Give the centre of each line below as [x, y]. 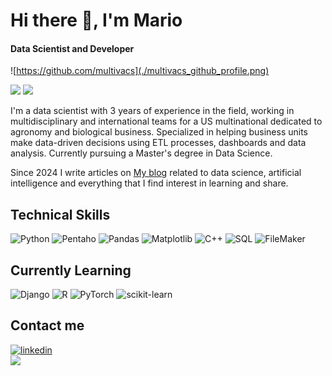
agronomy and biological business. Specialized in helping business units [159, 132]
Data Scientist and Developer [72, 48]
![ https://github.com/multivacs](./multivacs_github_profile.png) [140, 71]
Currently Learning [71, 270]
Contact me [47, 325]
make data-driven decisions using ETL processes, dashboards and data [158, 143]
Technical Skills [60, 214]
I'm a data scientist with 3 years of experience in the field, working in [152, 111]
